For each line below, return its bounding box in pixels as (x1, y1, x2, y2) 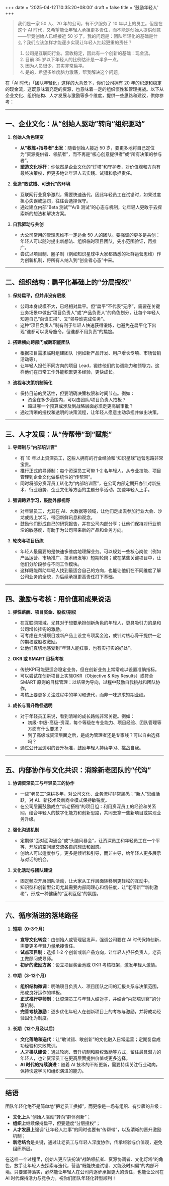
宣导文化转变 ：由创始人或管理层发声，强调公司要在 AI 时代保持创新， (20, 936, 163, 943)
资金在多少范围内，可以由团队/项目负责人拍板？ (27, 396, 127, 402)
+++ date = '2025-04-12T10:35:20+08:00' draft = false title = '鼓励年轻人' (5, 5, 159, 10)
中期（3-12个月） (12, 972, 49, 978)
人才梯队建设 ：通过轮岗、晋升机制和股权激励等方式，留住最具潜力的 (20, 1049, 161, 1055)
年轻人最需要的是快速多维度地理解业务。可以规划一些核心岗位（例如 (20, 548, 161, 554)
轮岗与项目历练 (12, 538, 44, 544)
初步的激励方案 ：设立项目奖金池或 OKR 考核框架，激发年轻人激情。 (20, 961, 160, 968)
